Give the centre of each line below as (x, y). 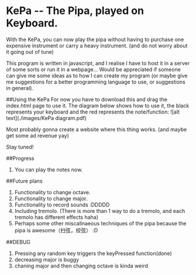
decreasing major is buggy (47, 259)
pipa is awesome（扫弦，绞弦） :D (56, 230)
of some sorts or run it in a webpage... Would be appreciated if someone (94, 69)
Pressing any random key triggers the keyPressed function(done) (93, 253)
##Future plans (24, 181)
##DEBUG (18, 242)
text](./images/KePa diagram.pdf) (46, 118)
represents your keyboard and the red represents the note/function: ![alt (93, 112)
